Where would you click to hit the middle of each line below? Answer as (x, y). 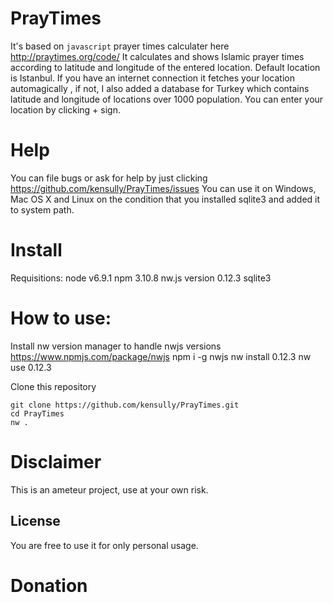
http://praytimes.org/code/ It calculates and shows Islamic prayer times (157, 56)
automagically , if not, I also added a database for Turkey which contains (160, 88)
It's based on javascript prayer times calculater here (120, 46)
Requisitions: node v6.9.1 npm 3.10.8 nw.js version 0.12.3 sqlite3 (141, 278)
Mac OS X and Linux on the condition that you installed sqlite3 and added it (165, 199)
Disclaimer (56, 461)
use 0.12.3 (31, 367)
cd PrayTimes (37, 413)
